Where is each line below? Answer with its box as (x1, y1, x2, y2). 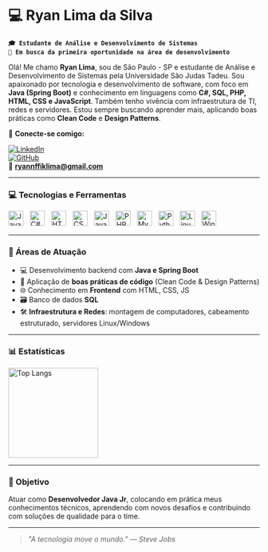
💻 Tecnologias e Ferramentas (8, 189, 127, 200)
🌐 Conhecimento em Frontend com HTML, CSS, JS (19, 285, 190, 294)
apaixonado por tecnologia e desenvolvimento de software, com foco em (8, 79, 249, 89)
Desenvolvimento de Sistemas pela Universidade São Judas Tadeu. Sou (8, 70, 245, 80)
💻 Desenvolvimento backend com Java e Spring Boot (19, 265, 199, 274)
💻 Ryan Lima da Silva (8, 6, 153, 25)
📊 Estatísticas (8, 346, 65, 357)
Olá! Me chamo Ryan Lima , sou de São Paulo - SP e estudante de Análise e (8, 62, 256, 72)
